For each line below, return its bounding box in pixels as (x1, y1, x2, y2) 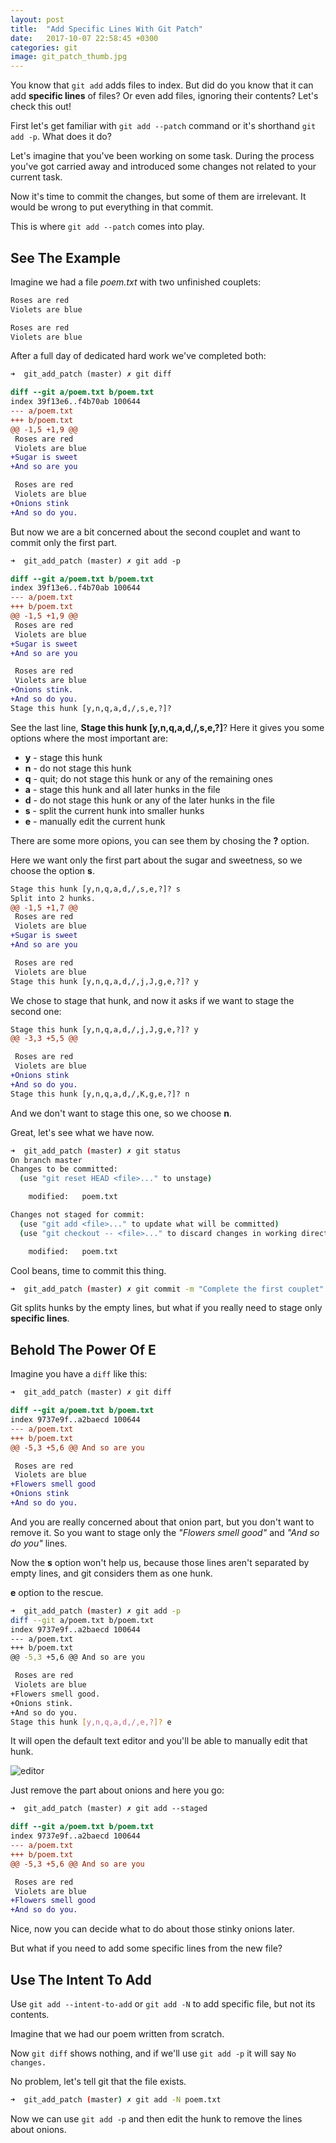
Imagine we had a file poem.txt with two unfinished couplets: (10, 276, 262, 288)
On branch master (10, 1155, 83, 1165)
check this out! (10, 101, 72, 113)
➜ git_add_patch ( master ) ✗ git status (10, 1146, 182, 1156)
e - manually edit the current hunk (24, 815, 166, 827)
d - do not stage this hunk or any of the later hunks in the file (24, 794, 276, 806)
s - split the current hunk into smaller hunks (24, 804, 205, 816)
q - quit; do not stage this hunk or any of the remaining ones (24, 772, 273, 785)
